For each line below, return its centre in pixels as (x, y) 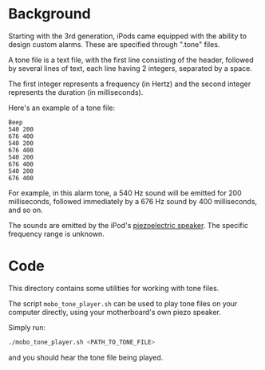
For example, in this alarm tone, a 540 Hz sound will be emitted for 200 (125, 193)
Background (49, 14)
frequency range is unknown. (57, 234)
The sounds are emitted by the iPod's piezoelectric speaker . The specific (129, 225)
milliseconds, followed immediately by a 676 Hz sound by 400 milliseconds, (133, 201)
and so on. (26, 210)
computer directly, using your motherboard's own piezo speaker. (115, 312)
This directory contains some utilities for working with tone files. (114, 288)
